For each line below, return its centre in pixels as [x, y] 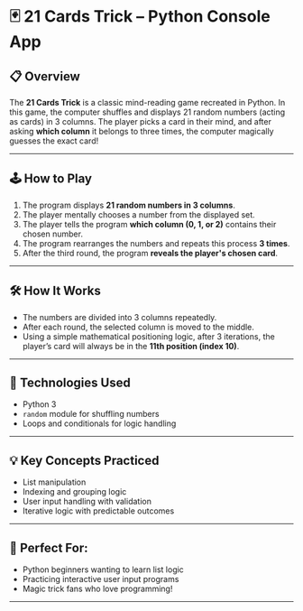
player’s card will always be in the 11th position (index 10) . [131, 346]
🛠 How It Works [55, 291]
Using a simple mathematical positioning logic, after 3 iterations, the [148, 336]
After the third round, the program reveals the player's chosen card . [150, 253]
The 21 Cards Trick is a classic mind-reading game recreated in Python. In [147, 102]
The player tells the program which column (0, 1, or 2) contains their [149, 224]
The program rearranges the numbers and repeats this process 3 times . [156, 243]
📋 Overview [45, 76]
